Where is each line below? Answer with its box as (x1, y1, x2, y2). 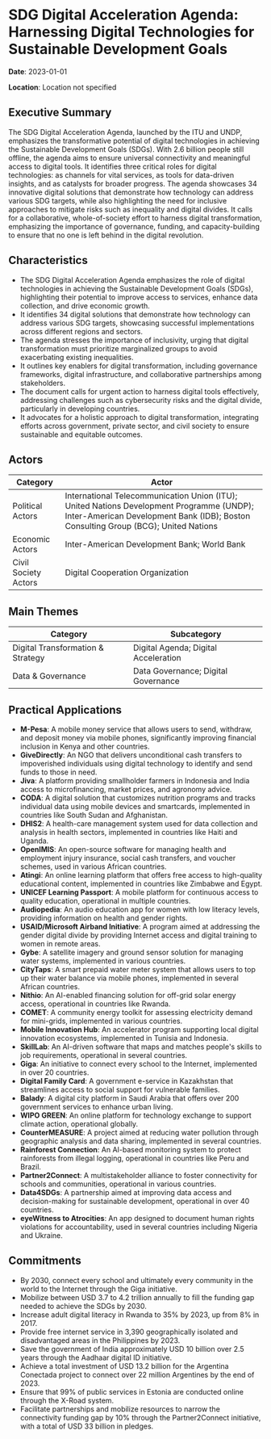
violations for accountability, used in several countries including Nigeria (19, 1222, 258, 1231)
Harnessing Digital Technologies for (8, 23, 255, 41)
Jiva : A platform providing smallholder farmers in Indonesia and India (19, 776, 250, 785)
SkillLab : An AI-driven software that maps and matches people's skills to (19, 1042, 262, 1051)
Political (12, 501, 43, 512)
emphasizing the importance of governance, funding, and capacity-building (8, 221, 260, 231)
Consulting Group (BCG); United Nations (65, 521, 218, 532)
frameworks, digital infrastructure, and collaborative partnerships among (19, 369, 262, 379)
